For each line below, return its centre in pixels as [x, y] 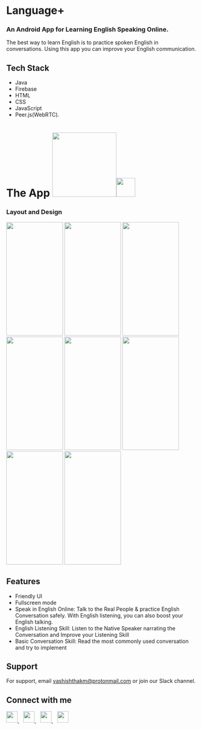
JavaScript [28, 108]
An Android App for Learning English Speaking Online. [87, 30]
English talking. [34, 622]
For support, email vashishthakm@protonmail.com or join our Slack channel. [101, 681]
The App [28, 193]
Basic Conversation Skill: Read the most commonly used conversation [102, 641]
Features [23, 582]
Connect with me [39, 700]
